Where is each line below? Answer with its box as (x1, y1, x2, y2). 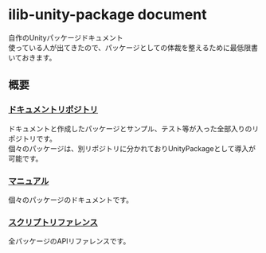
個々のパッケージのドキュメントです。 (8, 195, 134, 204)
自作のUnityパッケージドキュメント (8, 33, 123, 42)
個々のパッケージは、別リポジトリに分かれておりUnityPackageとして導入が (8, 143, 256, 153)
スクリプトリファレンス (8, 216, 98, 228)
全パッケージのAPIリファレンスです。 (8, 236, 131, 246)
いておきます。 (8, 53, 57, 62)
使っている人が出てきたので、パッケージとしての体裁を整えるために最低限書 (8, 42, 259, 53)
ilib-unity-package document (8, 6, 207, 24)
